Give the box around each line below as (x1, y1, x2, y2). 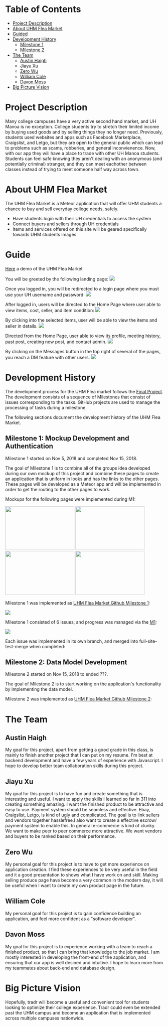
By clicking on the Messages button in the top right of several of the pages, (5, 348, 161, 354)
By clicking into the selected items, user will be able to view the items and (5, 317, 157, 323)
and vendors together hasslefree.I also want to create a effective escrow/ (5, 817, 157, 823)
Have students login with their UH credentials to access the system (12, 215, 151, 221)
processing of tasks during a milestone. (5, 404, 87, 410)
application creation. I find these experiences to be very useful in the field (5, 866, 158, 872)
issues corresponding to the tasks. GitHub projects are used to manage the (5, 399, 160, 405)
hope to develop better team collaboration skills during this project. (5, 763, 144, 769)
